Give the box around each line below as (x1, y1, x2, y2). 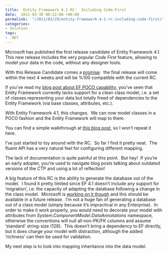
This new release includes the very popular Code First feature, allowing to (5, 54, 157, 60)
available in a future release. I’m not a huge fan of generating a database (5, 196, 156, 202)
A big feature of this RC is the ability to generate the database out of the (5, 175, 153, 181)
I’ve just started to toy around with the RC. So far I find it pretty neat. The (5, 139, 157, 145)
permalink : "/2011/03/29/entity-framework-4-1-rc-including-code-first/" (5, 16, 164, 21)
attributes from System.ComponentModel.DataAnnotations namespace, (5, 212, 153, 218)
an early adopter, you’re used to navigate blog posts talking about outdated (5, 160, 160, 166)
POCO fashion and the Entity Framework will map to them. (5, 115, 125, 121)
